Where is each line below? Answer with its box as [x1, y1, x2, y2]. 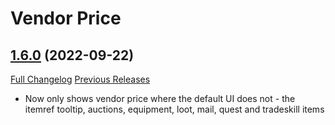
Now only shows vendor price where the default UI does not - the [24, 93, 296, 104]
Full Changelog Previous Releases [10, 73, 151, 85]
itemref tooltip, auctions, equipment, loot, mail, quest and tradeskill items [24, 103, 325, 115]
